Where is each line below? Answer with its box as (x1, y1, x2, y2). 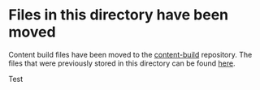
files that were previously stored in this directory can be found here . (8, 58, 236, 68)
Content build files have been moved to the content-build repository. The (8, 49, 253, 59)
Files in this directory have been (8, 6, 229, 24)
